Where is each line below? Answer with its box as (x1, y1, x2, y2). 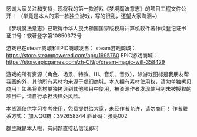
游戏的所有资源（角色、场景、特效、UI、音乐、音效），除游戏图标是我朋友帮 (6, 71, 189, 77)
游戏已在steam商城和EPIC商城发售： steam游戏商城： (6, 44, 136, 52)
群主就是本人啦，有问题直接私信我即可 (6, 125, 99, 132)
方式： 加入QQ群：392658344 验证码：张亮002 (11, 112, 128, 119)
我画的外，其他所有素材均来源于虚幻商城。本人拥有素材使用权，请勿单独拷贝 (6, 78, 192, 85)
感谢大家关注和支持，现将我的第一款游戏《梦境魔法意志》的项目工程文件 (6, 5, 181, 12)
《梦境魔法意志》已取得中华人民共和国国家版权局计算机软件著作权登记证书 (6, 25, 186, 32)
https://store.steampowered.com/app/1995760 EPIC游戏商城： (6, 52, 158, 59)
